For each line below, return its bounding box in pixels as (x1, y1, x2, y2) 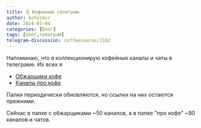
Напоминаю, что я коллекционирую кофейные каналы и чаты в (6, 55, 173, 61)
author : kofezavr (6, 15, 51, 21)
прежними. (6, 97, 36, 105)
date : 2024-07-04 (6, 20, 51, 26)
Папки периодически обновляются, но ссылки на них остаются (6, 91, 173, 98)
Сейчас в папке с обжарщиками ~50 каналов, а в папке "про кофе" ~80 (6, 110, 195, 116)
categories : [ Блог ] (6, 26, 56, 32)
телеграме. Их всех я (6, 61, 63, 68)
